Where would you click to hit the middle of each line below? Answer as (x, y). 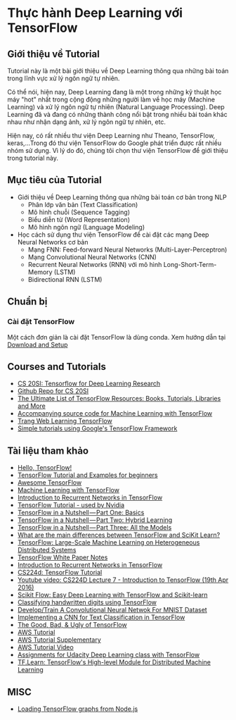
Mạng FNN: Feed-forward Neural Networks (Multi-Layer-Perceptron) (127, 249)
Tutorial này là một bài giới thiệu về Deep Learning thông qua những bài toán (118, 71)
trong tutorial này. (33, 158)
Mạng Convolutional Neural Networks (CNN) (92, 257)
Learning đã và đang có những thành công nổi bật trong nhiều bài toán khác (117, 114)
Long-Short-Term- (190, 264)
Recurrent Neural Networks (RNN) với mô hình (95, 264)
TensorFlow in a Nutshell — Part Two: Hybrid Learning (95, 520)
